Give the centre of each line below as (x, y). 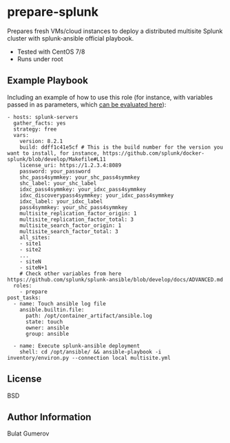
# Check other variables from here (71, 273)
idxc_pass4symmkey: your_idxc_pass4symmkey (83, 189)
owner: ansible (47, 327)
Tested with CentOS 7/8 (51, 52)
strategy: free (35, 129)
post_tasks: (24, 298)
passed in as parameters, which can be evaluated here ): (87, 105)
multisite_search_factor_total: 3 (69, 231)
